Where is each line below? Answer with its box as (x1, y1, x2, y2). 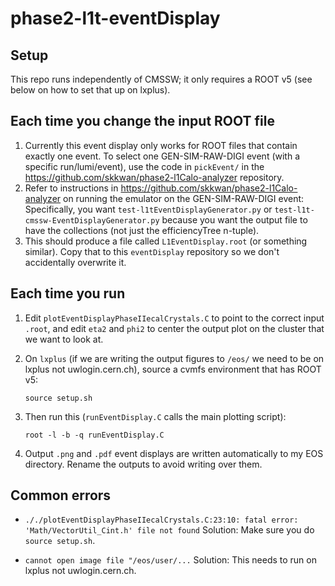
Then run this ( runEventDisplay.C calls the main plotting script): (24, 410, 287, 422)
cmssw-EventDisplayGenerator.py (24, 215, 160, 226)
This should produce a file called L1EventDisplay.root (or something (24, 235, 308, 247)
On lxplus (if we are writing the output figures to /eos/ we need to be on (24, 352, 325, 364)
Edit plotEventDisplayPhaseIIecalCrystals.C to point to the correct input (24, 312, 325, 324)
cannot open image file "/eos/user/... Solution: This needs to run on (24, 554, 317, 566)
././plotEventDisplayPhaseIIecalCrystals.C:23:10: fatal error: (24, 515, 299, 526)
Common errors (10, 487, 112, 504)
